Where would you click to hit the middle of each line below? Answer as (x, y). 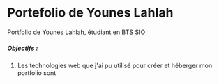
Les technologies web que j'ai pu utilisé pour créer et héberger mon (115, 65)
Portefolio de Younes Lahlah (90, 13)
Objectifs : (23, 48)
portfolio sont (37, 73)
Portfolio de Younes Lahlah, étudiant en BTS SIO (76, 32)
